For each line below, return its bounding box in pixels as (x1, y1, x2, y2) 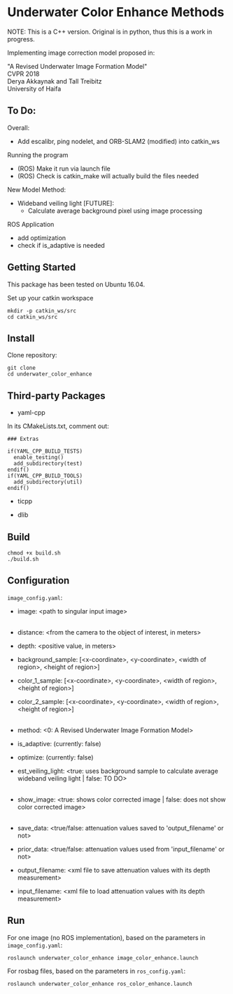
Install (7, 332, 35, 344)
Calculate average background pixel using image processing (27, 206, 203, 215)
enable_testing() (13, 454, 64, 461)
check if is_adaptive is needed (17, 241, 105, 249)
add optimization (17, 233, 66, 242)
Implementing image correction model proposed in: (7, 48, 155, 57)
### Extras (7, 436, 39, 443)
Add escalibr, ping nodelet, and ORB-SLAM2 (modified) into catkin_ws (17, 137, 220, 145)
